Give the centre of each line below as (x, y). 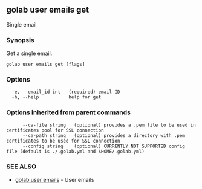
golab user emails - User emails (54, 180)
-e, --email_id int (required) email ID (66, 92)
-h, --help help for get (57, 97)
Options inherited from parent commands (69, 112)
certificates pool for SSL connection (55, 130)
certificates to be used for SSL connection (63, 141)
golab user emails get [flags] (46, 65)
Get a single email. (29, 53)
